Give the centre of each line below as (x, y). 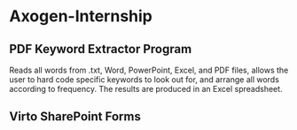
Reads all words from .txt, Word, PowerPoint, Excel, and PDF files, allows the (149, 70)
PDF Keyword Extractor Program (101, 49)
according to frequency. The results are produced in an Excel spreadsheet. (146, 89)
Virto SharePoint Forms (75, 117)
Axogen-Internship (81, 16)
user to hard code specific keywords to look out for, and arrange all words (144, 80)
